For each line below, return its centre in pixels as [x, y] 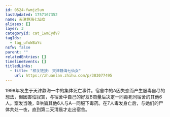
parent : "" [17, 52]
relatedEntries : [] [26, 57]
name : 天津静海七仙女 [25, 19]
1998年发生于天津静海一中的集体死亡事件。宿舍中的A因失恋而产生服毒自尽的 [85, 90]
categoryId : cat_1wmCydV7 [32, 33]
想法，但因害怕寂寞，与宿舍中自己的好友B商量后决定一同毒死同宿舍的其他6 [84, 97]
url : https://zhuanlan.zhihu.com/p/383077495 [63, 76]
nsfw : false [18, 47]
